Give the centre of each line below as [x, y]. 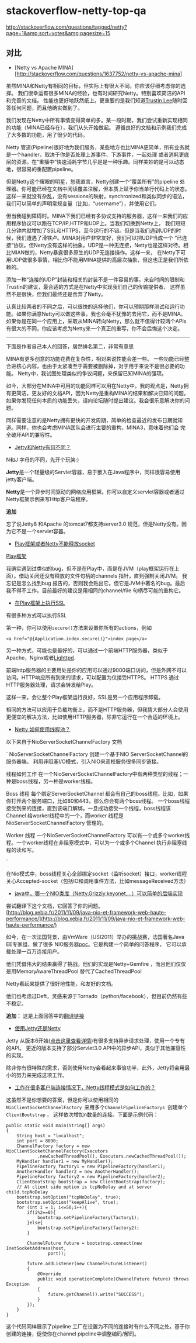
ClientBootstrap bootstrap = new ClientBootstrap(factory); [91, 1182]
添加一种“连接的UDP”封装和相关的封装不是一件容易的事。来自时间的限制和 [95, 279]
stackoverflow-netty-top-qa [76, 11]
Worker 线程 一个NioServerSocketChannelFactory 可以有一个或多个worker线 [98, 835]
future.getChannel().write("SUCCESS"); [96, 1294]
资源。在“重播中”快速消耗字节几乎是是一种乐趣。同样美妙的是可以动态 [100, 161]
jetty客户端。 [22, 479]
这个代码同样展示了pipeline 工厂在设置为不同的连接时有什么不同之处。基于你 [98, 1326]
